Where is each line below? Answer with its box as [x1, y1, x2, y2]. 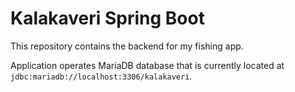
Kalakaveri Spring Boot [10, 7, 205, 30]
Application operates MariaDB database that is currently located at [10, 59, 285, 71]
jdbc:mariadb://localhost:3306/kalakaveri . [10, 70, 193, 82]
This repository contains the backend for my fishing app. [10, 40, 244, 52]
